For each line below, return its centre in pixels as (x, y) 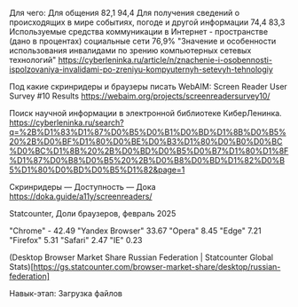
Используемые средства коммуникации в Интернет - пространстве (139, 31)
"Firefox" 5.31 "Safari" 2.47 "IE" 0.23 (76, 240)
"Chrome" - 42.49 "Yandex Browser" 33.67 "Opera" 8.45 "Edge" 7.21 (135, 231)
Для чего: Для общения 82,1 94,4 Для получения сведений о (125, 13)
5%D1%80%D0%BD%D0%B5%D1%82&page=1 (97, 169)
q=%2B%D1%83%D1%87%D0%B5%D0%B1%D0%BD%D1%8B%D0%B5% (148, 132)
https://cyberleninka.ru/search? (67, 122)
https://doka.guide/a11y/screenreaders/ (81, 196)
